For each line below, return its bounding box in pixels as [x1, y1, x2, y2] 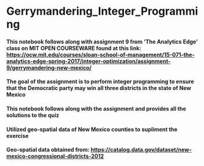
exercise [6, 132, 29, 139]
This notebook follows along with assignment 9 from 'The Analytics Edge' [6, 38, 199, 45]
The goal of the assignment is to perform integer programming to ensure [6, 78, 194, 85]
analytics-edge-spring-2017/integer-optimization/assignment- [6, 57, 171, 65]
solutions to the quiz [6, 111, 60, 119]
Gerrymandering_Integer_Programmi [6, 4, 199, 18]
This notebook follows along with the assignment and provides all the [6, 105, 186, 112]
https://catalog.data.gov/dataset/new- [90, 146, 192, 154]
